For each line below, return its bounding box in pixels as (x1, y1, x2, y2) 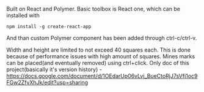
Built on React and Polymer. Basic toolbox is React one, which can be (6, 6, 180, 12)
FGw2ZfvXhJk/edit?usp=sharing (6, 79, 89, 86)
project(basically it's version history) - (6, 66, 102, 73)
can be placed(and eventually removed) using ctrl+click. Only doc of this (6, 59, 189, 66)
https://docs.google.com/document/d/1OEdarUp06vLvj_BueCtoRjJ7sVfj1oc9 (6, 72, 198, 79)
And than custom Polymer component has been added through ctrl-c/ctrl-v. (6, 34, 197, 42)
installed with (6, 12, 40, 19)
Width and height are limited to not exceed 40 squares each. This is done (6, 46, 191, 53)
